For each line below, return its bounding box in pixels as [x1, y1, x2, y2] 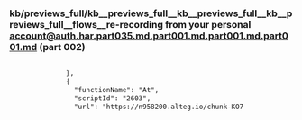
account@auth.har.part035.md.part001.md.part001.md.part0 [9, 30, 288, 42]
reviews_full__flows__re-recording [9, 18, 164, 30]
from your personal [165, 18, 252, 30]
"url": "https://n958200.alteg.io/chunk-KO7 [73, 102, 244, 111]
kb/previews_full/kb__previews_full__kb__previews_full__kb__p [9, 7, 293, 20]
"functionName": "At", [73, 86, 160, 95]
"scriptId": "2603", [73, 93, 151, 103]
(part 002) [39, 40, 86, 53]
